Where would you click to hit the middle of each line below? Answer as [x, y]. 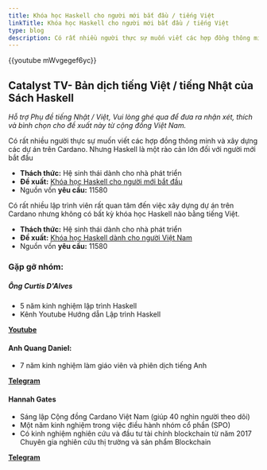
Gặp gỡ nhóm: [36, 266]
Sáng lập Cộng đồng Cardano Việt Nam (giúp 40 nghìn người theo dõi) [135, 417]
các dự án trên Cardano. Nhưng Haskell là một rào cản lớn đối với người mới [132, 150]
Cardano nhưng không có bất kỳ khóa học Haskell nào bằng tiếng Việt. [124, 214]
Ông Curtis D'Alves [41, 285]
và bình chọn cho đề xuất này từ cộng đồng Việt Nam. [97, 126]
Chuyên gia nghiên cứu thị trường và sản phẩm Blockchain [115, 442]
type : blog [26, 30]
